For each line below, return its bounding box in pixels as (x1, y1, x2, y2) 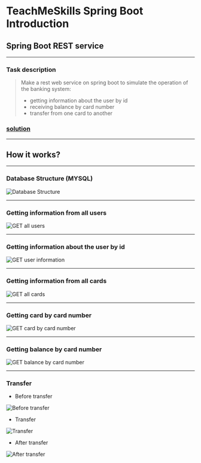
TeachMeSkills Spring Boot (6, 4, 144, 18)
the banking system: (20, 86, 72, 93)
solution (6, 124, 31, 133)
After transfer (14, 439, 48, 446)
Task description (6, 65, 56, 74)
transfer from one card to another (29, 109, 112, 117)
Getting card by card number (6, 311, 92, 319)
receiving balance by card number (29, 103, 115, 111)
